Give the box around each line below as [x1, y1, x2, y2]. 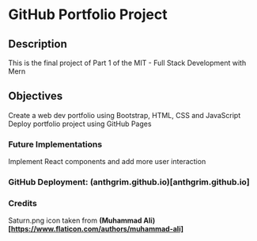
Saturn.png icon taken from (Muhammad [8, 216, 142, 225]
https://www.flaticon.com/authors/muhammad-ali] [10, 224, 184, 234]
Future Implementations [8, 139, 103, 150]
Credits [8, 197, 37, 208]
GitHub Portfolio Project [8, 6, 168, 24]
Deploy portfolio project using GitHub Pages [8, 119, 152, 128]
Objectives [8, 90, 63, 103]
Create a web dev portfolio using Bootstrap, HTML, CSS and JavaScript [8, 110, 241, 120]
